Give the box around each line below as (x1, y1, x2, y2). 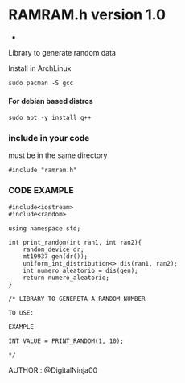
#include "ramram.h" (8, 167, 78, 175)
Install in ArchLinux (8, 63, 72, 73)
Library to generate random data (8, 47, 117, 57)
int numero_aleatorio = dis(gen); (23, 266, 138, 274)
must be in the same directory (8, 150, 108, 160)
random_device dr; (23, 245, 84, 253)
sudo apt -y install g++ (8, 114, 92, 122)
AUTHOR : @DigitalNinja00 (8, 364, 98, 375)
